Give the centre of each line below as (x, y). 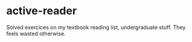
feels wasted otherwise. (36, 33)
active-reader (42, 11)
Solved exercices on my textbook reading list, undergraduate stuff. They (96, 27)
